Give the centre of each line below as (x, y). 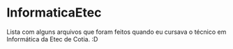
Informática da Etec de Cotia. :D (52, 39)
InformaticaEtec (54, 13)
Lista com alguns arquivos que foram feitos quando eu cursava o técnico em (116, 32)
